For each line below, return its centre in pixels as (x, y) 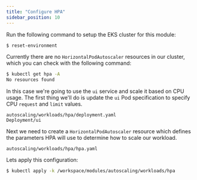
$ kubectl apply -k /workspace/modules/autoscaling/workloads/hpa (91, 171)
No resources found (31, 80)
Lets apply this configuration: (42, 160)
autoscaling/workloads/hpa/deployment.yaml (61, 115)
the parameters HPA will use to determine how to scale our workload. (92, 138)
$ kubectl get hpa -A (33, 74)
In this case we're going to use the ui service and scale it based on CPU (95, 91)
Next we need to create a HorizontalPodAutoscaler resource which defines (99, 131)
